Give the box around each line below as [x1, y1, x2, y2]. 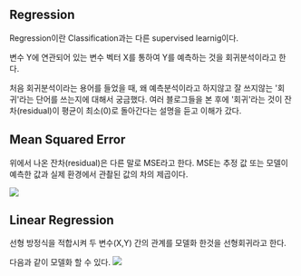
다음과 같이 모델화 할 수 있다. [9, 257, 112, 268]
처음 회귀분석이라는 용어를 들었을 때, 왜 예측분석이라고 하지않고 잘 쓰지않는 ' [9, 82, 278, 94]
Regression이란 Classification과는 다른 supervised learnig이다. [9, 32, 238, 44]
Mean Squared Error [9, 132, 126, 148]
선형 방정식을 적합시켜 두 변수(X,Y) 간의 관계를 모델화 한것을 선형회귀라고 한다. [9, 238, 287, 249]
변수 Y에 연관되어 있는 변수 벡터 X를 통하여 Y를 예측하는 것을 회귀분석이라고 [9, 52, 277, 63]
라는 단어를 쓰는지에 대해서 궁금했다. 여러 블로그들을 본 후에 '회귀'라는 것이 [19, 94, 283, 104]
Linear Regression [9, 212, 115, 228]
